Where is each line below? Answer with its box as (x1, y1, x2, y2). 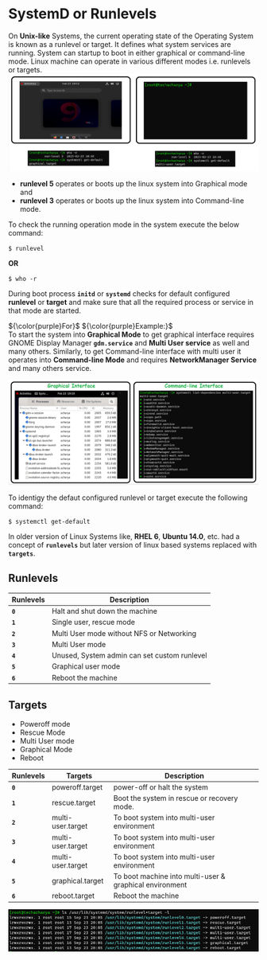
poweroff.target (51, 782, 103, 792)
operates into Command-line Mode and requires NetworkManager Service (8, 355, 257, 365)
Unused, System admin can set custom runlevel (51, 650, 207, 661)
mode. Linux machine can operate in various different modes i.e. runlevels (8, 57, 251, 66)
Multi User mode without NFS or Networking (51, 628, 197, 638)
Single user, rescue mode (51, 618, 135, 627)
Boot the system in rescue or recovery (113, 794, 238, 803)
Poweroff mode (19, 720, 71, 729)
